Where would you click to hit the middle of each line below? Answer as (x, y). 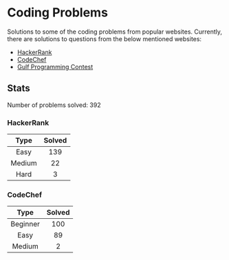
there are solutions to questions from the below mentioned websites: (104, 38)
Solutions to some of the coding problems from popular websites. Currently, (115, 32)
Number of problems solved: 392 (54, 105)
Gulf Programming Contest (55, 67)
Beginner (25, 224)
